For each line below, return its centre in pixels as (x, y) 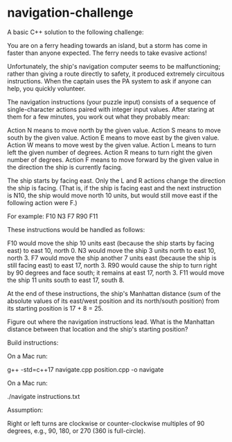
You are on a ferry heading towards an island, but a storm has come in (107, 45)
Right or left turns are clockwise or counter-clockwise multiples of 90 (106, 423)
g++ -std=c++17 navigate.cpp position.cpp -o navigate (86, 369)
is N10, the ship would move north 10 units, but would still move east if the (113, 195)
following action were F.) (42, 202)
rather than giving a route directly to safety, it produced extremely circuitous (116, 74)
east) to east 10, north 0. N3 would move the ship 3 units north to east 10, (111, 250)
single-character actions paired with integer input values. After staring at (111, 109)
